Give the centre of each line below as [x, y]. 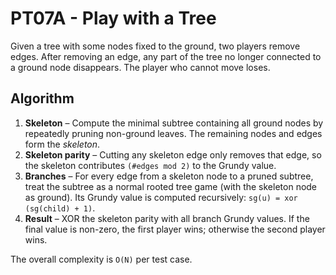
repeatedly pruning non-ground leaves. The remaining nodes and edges [173, 133]
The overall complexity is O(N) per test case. [101, 259]
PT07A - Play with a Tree [113, 18]
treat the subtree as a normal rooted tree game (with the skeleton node [171, 186]
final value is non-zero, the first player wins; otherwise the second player [175, 229]
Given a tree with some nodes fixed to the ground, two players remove [155, 46]
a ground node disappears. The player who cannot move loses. [140, 67]
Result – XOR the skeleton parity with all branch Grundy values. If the [167, 218]
